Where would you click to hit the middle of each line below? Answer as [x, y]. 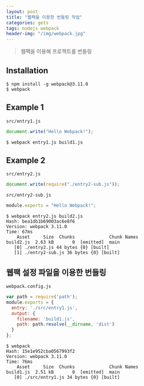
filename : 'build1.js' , [46, 319]
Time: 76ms [19, 362]
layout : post [22, 12]
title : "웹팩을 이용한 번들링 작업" [44, 17]
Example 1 [25, 107]
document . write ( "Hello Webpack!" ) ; [50, 131]
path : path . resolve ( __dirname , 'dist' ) [66, 324]
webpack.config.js [29, 286]
